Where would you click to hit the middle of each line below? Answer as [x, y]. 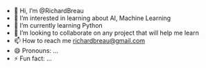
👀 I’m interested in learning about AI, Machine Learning [92, 18]
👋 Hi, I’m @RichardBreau [49, 11]
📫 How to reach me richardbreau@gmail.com [79, 41]
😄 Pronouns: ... [36, 51]
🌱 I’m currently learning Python [58, 25]
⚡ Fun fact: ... [33, 58]
